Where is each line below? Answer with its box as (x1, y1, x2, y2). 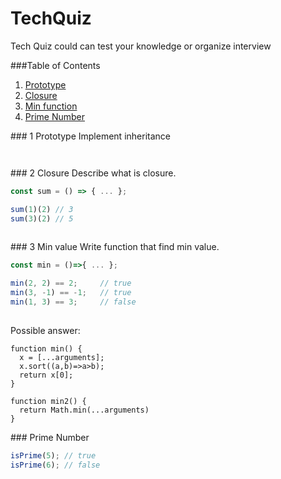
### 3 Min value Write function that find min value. (10, 241, 220, 253)
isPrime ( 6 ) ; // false (10, 460, 101, 470)
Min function (24, 100, 78, 112)
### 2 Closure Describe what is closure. (10, 167, 177, 179)
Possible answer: (10, 324, 81, 336)
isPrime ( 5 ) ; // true (10, 450, 97, 461)
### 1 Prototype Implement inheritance (10, 130, 171, 142)
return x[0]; (19, 370, 74, 380)
